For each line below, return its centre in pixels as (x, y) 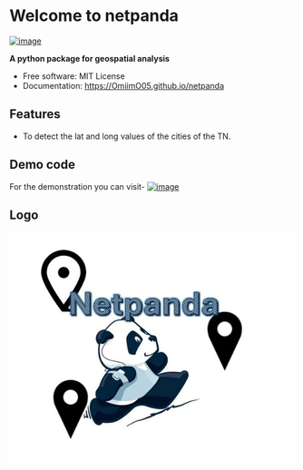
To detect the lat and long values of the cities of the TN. (127, 136)
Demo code (42, 165)
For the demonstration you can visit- (77, 186)
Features (35, 114)
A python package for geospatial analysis (90, 58)
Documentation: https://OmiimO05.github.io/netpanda (123, 85)
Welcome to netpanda (94, 16)
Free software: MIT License (73, 76)
